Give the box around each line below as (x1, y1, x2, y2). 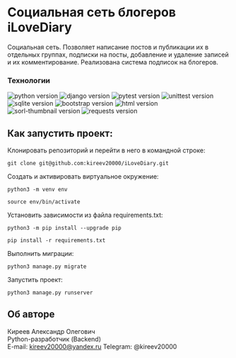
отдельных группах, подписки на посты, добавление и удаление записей (7, 50, 229, 59)
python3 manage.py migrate (7, 263, 87, 270)
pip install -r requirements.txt (7, 237, 106, 245)
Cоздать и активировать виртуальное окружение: (7, 172, 159, 181)
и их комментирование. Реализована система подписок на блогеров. (7, 57, 219, 66)
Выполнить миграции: (7, 250, 74, 258)
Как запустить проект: (7, 127, 113, 139)
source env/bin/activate (7, 198, 81, 206)
